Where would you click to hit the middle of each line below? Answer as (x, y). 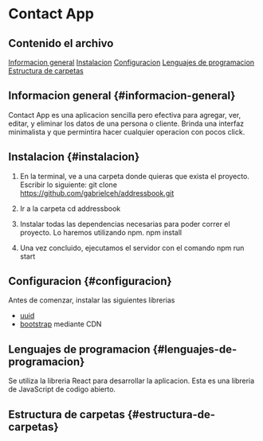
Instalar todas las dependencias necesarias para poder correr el (125, 224)
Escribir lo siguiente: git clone (69, 185)
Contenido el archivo (61, 43)
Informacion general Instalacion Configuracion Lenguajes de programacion (131, 62)
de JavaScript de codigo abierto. (62, 389)
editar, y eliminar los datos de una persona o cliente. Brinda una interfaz (126, 123)
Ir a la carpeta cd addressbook (70, 209)
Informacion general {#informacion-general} (122, 96)
